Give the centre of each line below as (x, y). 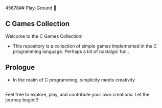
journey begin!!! (22, 100)
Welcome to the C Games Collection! (44, 36)
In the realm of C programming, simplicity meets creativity (74, 79)
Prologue (20, 67)
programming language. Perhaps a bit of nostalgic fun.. (71, 51)
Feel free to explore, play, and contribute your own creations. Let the (77, 95)
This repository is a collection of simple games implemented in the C (85, 46)
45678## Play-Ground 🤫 (31, 8)
